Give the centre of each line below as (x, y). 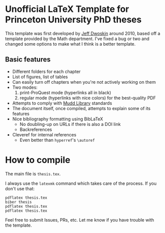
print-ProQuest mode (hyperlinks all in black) (65, 92)
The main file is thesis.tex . (33, 174)
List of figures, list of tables (40, 77)
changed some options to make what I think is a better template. (70, 44)
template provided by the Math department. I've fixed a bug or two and (77, 39)
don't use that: (20, 188)
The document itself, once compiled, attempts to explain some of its (81, 108)
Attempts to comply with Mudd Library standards (62, 103)
